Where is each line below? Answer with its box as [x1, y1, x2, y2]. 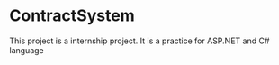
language [9, 44, 44, 55]
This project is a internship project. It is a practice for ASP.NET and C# [9, 35, 270, 46]
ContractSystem [9, 5, 135, 26]
